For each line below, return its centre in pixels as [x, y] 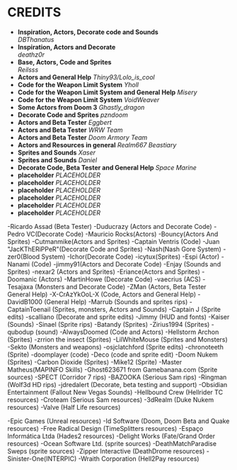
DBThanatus [36, 39]
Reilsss [28, 69]
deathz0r [31, 55]
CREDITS [34, 12]
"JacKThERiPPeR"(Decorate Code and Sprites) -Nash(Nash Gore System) [114, 249]
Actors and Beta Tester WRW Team [70, 130]
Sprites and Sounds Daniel [57, 160]
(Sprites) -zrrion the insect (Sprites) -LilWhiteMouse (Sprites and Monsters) [117, 339]
